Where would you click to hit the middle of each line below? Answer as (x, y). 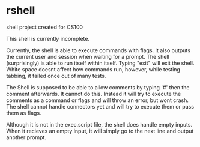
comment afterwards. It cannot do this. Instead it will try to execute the (94, 94)
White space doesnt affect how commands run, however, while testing (93, 69)
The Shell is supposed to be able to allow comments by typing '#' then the (98, 87)
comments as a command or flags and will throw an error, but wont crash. (98, 100)
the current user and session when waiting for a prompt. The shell (88, 56)
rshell (21, 10)
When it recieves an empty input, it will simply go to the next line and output (100, 131)
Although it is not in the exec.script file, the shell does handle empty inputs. (99, 124)
